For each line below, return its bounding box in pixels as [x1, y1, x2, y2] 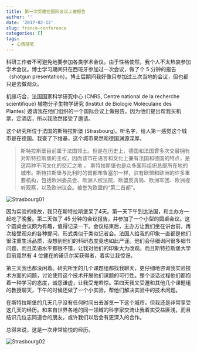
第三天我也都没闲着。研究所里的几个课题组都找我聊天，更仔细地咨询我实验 [6, 264, 186, 271]
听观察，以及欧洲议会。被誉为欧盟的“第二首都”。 [20, 183, 139, 191]
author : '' [6, 14, 33, 20]
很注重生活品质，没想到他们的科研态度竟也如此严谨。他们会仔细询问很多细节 [6, 237, 191, 244]
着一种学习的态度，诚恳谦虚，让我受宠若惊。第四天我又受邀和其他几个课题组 [6, 279, 191, 286]
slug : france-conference [6, 25, 67, 31]
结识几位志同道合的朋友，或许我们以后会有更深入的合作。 [6, 313, 145, 320]
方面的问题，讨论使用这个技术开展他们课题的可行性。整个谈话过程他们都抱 [11, 272, 191, 279]
